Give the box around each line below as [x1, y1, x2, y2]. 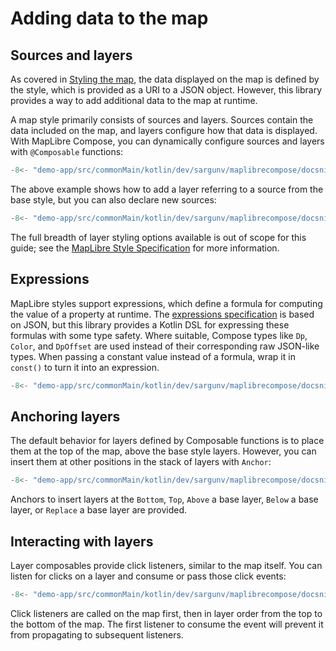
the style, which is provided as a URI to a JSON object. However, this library [10, 84, 323, 96]
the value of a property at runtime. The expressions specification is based [10, 308, 315, 320]
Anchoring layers [10, 408, 121, 425]
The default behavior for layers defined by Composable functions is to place [10, 435, 325, 447]
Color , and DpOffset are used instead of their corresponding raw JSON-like [10, 340, 320, 352]
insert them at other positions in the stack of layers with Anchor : [10, 456, 272, 468]
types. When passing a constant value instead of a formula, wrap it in [10, 350, 296, 362]
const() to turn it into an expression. [10, 361, 160, 373]
